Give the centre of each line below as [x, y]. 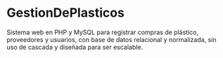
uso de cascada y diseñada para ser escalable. [75, 47]
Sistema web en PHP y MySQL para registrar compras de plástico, [102, 32]
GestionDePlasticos [65, 13]
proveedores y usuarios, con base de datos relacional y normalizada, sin [111, 39]
